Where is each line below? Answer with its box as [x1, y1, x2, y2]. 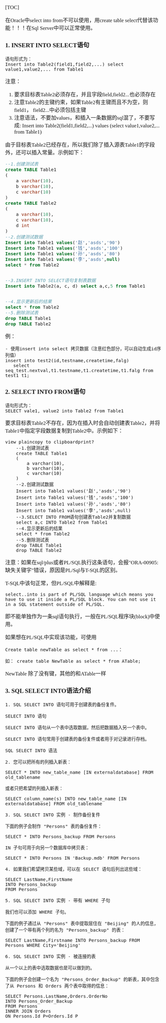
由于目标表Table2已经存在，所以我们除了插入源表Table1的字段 [5, 142, 155, 148]
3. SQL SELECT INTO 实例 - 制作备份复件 [5, 812, 101, 818]
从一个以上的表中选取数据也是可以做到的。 [5, 965, 95, 971]
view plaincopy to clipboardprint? [5, 439, 94, 445]
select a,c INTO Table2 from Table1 [15, 520, 108, 525]
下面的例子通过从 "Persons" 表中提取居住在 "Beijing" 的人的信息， [5, 921, 159, 926]
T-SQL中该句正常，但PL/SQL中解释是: [5, 580, 97, 587]
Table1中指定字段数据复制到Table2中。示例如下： [5, 428, 124, 434]
